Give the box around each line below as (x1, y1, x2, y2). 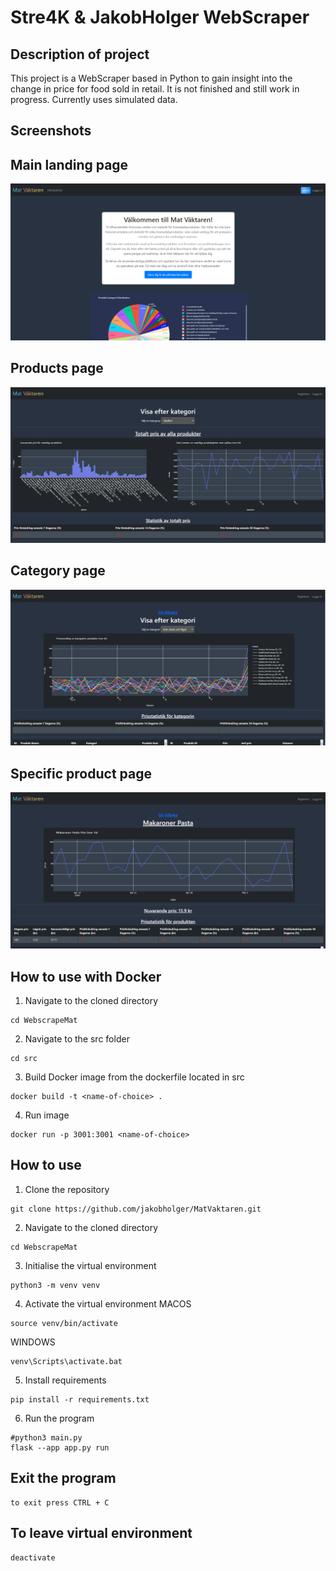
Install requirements (24, 1374, 107, 1386)
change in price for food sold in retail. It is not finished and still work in (10, 83, 300, 95)
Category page (10, 562, 106, 580)
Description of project (10, 46, 150, 63)
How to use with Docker (10, 968, 162, 985)
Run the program (24, 1412, 95, 1424)
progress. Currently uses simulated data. (10, 94, 178, 105)
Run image (24, 1109, 70, 1121)
